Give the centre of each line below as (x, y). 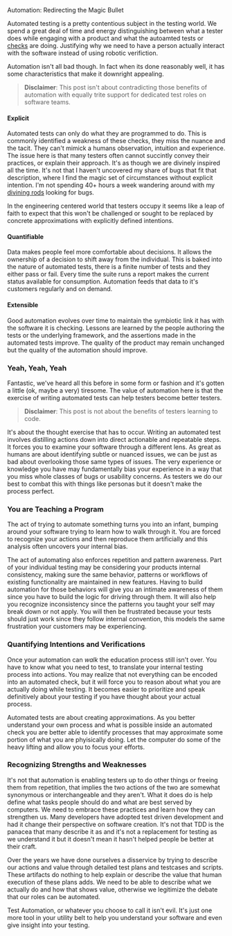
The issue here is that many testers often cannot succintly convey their (108, 156)
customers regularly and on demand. (60, 289)
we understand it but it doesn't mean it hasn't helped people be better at (110, 839)
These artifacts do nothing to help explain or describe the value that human (115, 874)
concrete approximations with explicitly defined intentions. (91, 221)
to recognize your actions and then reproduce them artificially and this (107, 539)
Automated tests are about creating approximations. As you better (101, 717)
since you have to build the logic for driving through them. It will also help (112, 597)
